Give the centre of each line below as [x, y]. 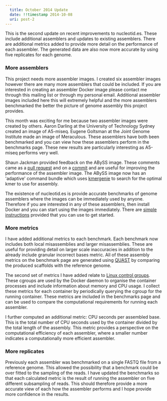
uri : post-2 [22, 19]
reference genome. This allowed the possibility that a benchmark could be [82, 368]
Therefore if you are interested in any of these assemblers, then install [77, 204]
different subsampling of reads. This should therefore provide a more [76, 384]
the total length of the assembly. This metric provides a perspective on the [82, 328]
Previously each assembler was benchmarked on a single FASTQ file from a [83, 362]
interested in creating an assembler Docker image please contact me [76, 89]
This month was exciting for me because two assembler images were [76, 121]
